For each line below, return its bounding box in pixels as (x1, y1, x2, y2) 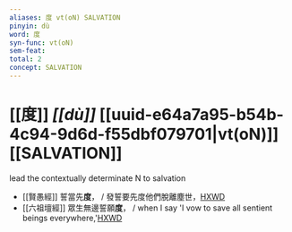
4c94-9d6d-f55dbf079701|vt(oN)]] (9, 125, 279, 144)
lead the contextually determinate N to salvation (9, 172, 186, 184)
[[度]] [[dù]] (9, 105, 97, 125)
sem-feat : (9, 47, 47, 56)
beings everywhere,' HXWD (21, 212, 123, 223)
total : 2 (9, 55, 42, 64)
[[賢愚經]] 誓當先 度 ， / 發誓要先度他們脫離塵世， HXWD (21, 191, 226, 202)
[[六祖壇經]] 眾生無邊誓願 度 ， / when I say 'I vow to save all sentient (21, 202, 273, 213)
